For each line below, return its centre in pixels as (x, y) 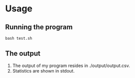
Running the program (39, 27)
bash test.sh (19, 38)
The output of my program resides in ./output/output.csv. (71, 66)
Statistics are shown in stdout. (43, 71)
